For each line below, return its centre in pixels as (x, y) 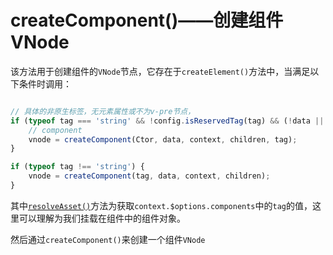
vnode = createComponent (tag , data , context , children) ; (149, 176)
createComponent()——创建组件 (147, 20)
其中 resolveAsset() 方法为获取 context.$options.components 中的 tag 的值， (161, 205)
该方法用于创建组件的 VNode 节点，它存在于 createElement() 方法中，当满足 (160, 71)
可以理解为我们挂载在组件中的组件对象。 (102, 218)
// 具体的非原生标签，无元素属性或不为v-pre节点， (103, 111)
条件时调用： (45, 83)
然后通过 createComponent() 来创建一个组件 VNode (108, 239)
